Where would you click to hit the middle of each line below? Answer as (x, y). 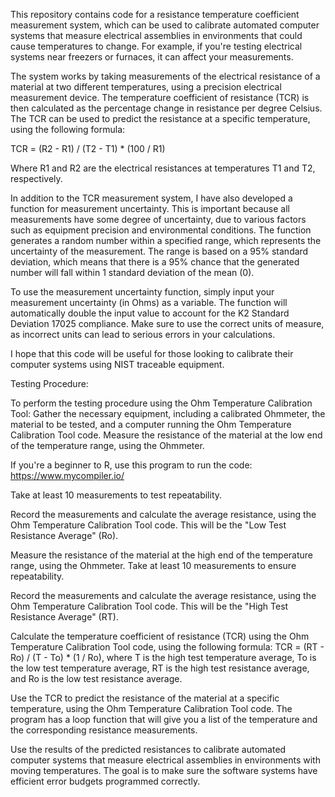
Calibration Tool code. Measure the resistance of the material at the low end (166, 435)
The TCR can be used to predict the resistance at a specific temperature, (160, 118)
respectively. (36, 178)
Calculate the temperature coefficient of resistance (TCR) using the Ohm (160, 636)
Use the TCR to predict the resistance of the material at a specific (145, 698)
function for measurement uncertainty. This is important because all (150, 208)
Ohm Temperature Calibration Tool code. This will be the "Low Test (148, 525)
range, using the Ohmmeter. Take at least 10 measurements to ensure (153, 565)
